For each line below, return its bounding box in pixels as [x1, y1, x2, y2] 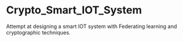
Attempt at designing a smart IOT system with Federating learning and [6, 23, 178, 30]
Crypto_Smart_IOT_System [6, 3, 142, 17]
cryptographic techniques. [6, 29, 71, 36]
